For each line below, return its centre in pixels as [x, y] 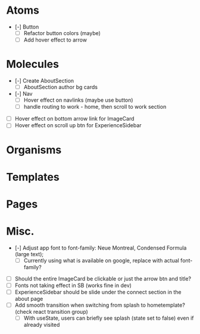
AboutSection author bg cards [61, 87]
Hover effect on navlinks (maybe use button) [78, 100]
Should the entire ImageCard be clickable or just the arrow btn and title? [103, 278]
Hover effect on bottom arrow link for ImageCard [75, 119]
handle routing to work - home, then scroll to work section [95, 107]
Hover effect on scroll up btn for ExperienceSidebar [78, 125]
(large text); [29, 254]
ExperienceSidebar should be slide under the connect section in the [98, 292]
